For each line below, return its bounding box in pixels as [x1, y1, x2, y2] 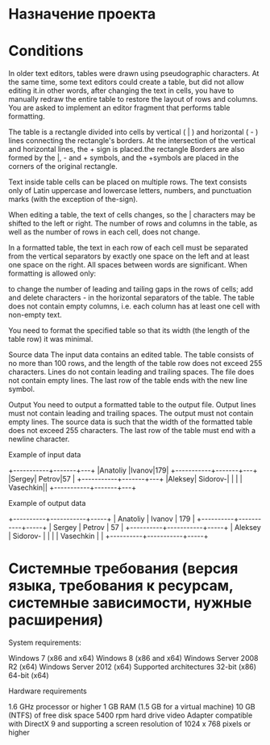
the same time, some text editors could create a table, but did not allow [8, 78, 244, 87]
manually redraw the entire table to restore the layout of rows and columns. [8, 95, 258, 104]
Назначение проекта [8, 5, 156, 23]
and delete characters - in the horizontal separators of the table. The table [8, 293, 255, 303]
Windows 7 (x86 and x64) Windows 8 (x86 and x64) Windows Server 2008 [8, 654, 259, 663]
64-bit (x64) [8, 671, 50, 680]
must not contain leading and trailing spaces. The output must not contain [8, 409, 254, 419]
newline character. [8, 434, 70, 444]
